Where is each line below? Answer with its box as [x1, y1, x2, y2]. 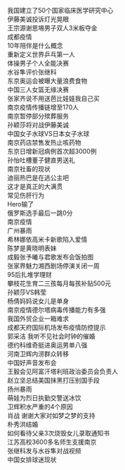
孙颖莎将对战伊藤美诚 [7, 120, 69, 129]
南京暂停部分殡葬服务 [7, 112, 69, 120]
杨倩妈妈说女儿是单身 [7, 297, 69, 305]
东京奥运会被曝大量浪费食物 [7, 77, 88, 85]
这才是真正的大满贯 [7, 183, 63, 190]
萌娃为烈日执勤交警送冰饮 [7, 394, 81, 402]
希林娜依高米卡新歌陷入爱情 [7, 235, 88, 243]
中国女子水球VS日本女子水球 [7, 130, 90, 137]
